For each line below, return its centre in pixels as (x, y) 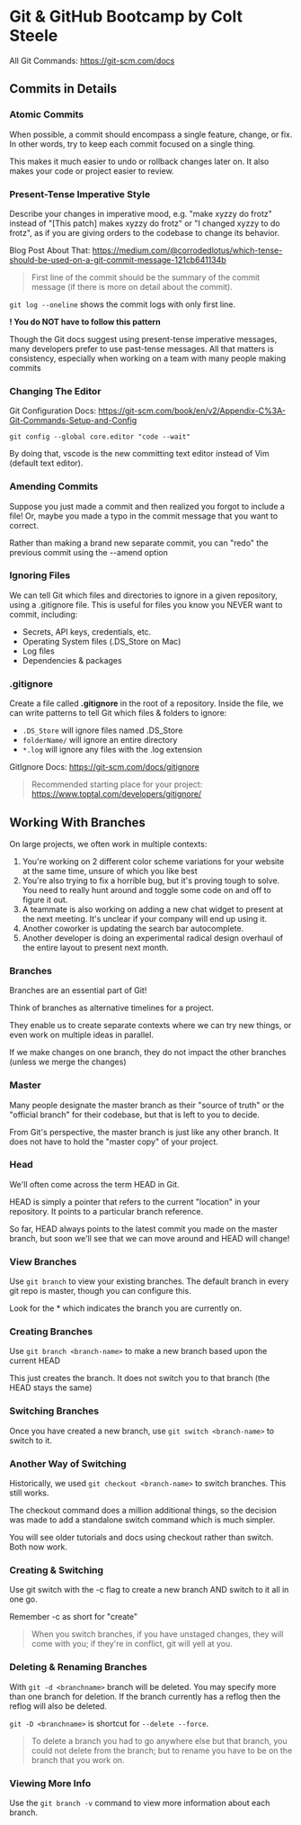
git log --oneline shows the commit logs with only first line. (123, 304)
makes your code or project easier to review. (92, 171)
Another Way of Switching (68, 1463)
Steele (34, 36)
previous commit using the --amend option (89, 552)
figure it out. (45, 899)
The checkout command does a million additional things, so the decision (143, 1510)
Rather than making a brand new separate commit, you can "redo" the (139, 543)
